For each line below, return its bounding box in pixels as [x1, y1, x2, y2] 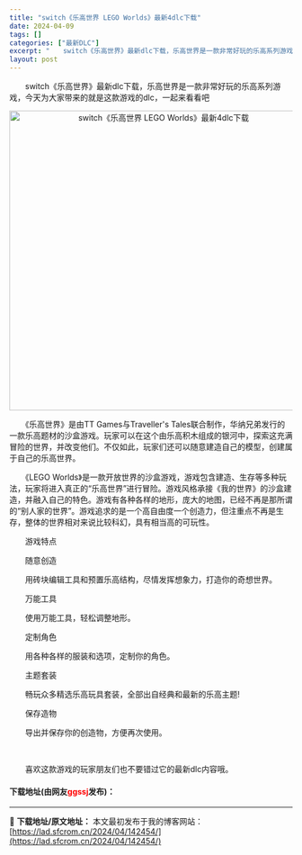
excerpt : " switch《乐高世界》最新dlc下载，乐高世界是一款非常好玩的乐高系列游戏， [9, 47, 300, 56]
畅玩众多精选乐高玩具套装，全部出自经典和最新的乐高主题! [24, 689, 241, 699]
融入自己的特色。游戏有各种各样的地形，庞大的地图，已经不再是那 [32, 494, 277, 505]
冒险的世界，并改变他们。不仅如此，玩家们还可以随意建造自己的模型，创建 [9, 442, 285, 452]
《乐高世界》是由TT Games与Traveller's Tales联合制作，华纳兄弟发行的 [24, 419, 286, 429]
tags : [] [9, 30, 42, 39]
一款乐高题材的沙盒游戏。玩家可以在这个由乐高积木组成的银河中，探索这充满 [9, 430, 293, 441]
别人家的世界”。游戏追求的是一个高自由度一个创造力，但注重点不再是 [21, 506, 277, 516]
